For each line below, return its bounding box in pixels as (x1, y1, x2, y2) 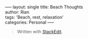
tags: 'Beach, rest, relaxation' (5, 14, 64, 20)
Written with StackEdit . (17, 29, 63, 34)
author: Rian (5, 9, 30, 15)
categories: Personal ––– (5, 19, 54, 25)
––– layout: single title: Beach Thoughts (5, 4, 84, 10)
